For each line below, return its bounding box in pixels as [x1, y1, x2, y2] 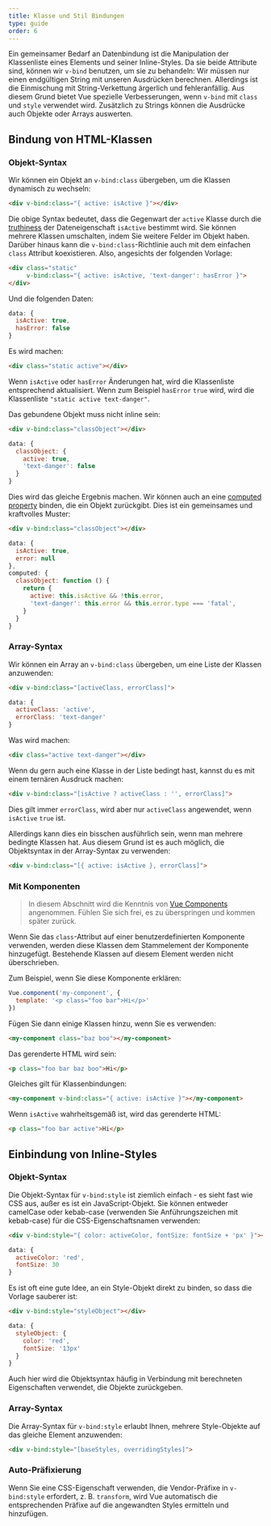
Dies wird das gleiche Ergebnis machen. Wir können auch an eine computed [8, 492, 262, 502]
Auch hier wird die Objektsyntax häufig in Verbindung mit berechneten [8, 1374, 243, 1384]
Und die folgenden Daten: [8, 293, 94, 303]
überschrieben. [8, 958, 59, 967]
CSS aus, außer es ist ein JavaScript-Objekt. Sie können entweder [8, 1198, 228, 1208]
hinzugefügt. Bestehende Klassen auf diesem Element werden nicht [8, 949, 234, 959]
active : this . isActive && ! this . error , [29, 592, 164, 601]
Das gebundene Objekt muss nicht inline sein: [8, 409, 161, 419]
